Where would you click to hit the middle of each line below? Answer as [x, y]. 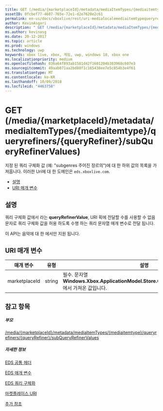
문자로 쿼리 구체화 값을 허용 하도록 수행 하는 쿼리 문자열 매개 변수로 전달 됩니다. [80, 223]
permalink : [16, 18]
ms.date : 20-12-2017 [26, 37]
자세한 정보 [15, 349]
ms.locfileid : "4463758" [30, 86]
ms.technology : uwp [25, 50]
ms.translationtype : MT [29, 73]
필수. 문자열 [75, 275]
